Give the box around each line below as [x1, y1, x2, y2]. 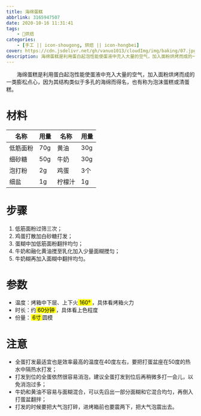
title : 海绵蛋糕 [6, 8, 43, 15]
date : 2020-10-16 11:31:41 [6, 20, 74, 26]
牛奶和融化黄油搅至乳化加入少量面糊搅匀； [14, 247, 120, 255]
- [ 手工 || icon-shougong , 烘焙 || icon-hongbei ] [17, 43, 139, 49]
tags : [6, 25, 20, 32]
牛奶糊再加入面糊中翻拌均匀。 [14, 255, 89, 262]
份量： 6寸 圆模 [14, 314, 53, 321]
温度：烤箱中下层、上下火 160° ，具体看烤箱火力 [14, 299, 135, 306]
